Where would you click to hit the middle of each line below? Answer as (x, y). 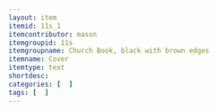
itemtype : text (37, 68)
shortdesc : (29, 76)
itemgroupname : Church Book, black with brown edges (109, 51)
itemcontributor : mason (53, 34)
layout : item (33, 17)
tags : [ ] (29, 92)
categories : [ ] (41, 84)
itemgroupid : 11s (41, 43)
